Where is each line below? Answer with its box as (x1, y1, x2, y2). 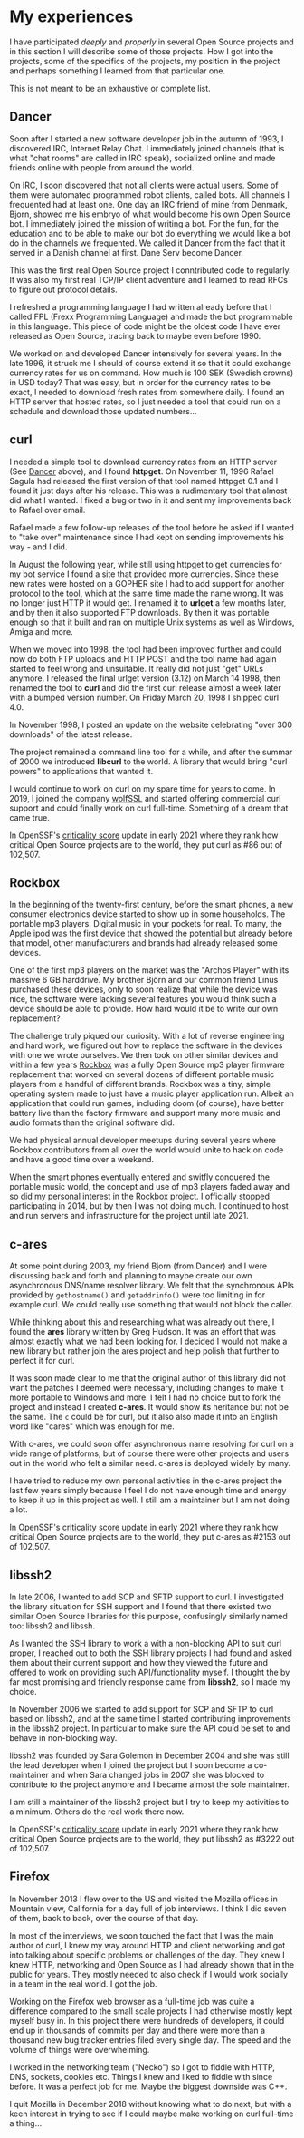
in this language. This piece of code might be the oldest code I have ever (9, 320, 281, 332)
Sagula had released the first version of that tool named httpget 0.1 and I (9, 475, 279, 486)
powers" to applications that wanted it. (9, 765, 154, 776)
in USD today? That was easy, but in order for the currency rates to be (9, 376, 271, 387)
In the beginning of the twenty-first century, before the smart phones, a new (9, 899, 294, 910)
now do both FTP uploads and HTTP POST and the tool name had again (9, 653, 278, 664)
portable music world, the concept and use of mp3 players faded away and (9, 1181, 290, 1192)
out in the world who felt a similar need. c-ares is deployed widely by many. (9, 1458, 291, 1469)
